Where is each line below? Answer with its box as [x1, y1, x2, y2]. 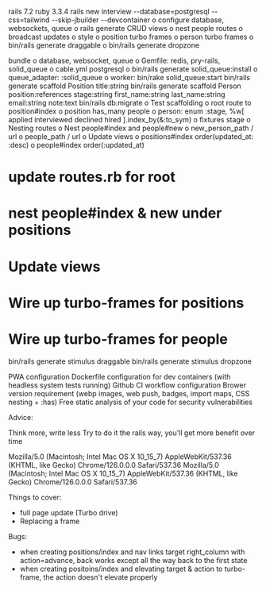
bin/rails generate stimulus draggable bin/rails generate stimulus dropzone [8, 357, 253, 366]
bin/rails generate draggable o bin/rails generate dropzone [8, 40, 200, 50]
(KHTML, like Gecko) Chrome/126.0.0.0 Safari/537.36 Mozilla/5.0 [8, 460, 220, 469]
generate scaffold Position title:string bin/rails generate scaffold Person [8, 81, 242, 91]
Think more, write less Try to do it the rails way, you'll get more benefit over [8, 428, 256, 438]
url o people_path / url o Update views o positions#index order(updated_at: [8, 132, 254, 141]
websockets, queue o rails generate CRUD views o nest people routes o [8, 24, 244, 33]
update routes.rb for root [8, 168, 176, 186]
